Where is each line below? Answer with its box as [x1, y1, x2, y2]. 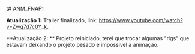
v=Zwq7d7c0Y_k [6, 23, 47, 30]
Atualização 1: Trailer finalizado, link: [6, 17, 98, 23]
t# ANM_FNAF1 [6, 5, 44, 12]
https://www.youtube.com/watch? [98, 17, 183, 23]
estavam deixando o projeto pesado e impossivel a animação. [6, 41, 159, 48]
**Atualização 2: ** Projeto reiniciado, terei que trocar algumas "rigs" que [6, 35, 190, 41]
